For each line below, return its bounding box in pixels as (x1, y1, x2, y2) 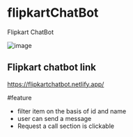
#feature (7, 93, 32, 102)
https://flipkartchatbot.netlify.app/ (7, 80, 104, 88)
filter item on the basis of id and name (17, 106, 127, 115)
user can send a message (17, 114, 92, 122)
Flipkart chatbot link (7, 61, 96, 74)
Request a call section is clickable (17, 122, 115, 130)
